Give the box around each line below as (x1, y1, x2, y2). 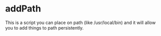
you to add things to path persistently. (5, 24, 84, 30)
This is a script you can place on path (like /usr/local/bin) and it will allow (5, 19, 156, 25)
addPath (5, 3, 41, 14)
